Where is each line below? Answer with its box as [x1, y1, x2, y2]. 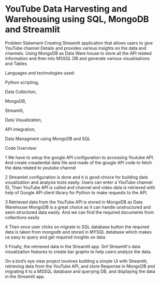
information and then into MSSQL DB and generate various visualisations [5, 55, 150, 61]
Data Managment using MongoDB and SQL [5, 136, 91, 142]
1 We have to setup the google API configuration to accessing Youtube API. [5, 154, 155, 160]
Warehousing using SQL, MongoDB [5, 14, 149, 25]
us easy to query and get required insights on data [5, 234, 105, 240]
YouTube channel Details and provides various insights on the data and [5, 45, 146, 51]
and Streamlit [5, 24, 60, 35]
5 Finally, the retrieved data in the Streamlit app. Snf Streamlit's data [5, 243, 141, 249]
